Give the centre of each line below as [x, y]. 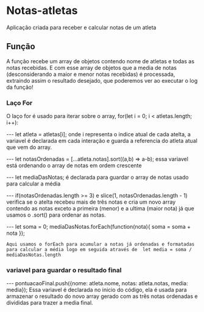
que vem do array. [29, 147]
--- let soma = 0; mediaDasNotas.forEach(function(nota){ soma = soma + [98, 227]
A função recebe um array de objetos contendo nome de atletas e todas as [100, 61]
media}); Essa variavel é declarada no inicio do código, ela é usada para [97, 290]
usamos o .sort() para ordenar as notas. [56, 215]
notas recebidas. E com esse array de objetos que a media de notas [92, 68]
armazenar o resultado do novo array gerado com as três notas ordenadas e [102, 296]
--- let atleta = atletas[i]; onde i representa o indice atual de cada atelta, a [98, 134]
